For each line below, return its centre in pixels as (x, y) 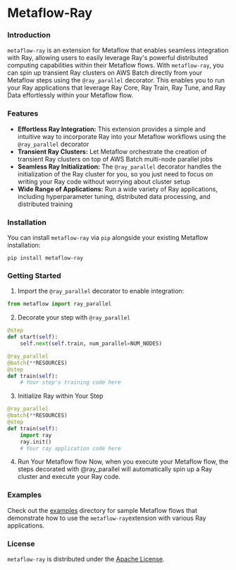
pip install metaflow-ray (45, 258)
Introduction (29, 35)
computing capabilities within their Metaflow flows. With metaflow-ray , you (116, 66)
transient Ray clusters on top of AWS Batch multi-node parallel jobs (115, 159)
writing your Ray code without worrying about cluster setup (104, 181)
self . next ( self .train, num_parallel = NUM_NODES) (91, 344)
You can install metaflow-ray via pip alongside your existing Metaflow (108, 238)
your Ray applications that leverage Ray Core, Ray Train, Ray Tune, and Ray (117, 88)
